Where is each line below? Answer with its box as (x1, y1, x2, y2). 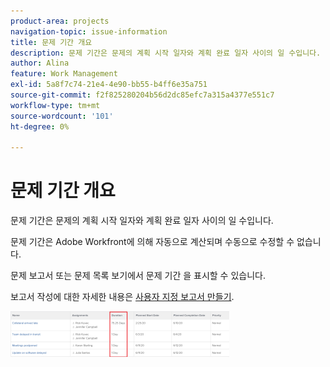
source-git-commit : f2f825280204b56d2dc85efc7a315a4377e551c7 (10, 90, 275, 100)
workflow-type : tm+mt (10, 100, 101, 110)
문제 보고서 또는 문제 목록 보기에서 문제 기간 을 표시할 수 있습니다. (10, 270, 266, 282)
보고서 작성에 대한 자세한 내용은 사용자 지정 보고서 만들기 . (10, 291, 235, 303)
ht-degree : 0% (10, 121, 70, 132)
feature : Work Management (10, 69, 118, 79)
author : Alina (10, 58, 70, 69)
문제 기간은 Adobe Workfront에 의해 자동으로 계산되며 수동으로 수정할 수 (10, 236, 295, 248)
